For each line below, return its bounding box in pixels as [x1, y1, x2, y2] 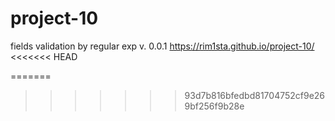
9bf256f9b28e [184, 100, 245, 112]
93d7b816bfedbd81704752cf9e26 [184, 89, 326, 101]
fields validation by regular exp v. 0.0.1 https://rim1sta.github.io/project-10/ [10, 40, 315, 52]
